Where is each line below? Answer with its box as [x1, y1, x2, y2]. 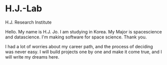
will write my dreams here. [5, 54, 60, 60]
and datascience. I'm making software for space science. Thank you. [5, 34, 147, 40]
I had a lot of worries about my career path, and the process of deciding [5, 43, 153, 49]
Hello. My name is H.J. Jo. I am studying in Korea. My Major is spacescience [5, 29, 162, 34]
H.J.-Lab [5, 3, 42, 14]
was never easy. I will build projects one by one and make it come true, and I [5, 49, 162, 55]
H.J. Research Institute [5, 19, 52, 25]
